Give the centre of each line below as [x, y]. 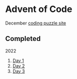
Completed [23, 39]
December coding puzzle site [36, 23]
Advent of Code [39, 9]
